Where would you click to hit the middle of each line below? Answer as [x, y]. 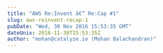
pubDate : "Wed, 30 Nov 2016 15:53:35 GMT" [69, 26]
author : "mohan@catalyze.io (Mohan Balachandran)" [82, 39]
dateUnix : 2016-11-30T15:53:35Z [54, 33]
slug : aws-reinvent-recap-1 [48, 20]
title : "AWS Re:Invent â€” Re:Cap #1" [63, 13]
